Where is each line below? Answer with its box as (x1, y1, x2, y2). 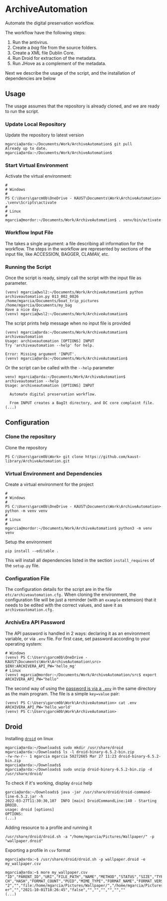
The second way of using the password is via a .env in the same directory (5, 685, 157, 691)
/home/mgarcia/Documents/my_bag (5, 303, 72, 308)
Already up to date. (5, 146, 48, 151)
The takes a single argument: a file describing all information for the (5, 240, 144, 246)
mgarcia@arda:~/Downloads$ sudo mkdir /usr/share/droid (5, 745, 123, 750)
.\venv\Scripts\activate (5, 200, 57, 205)
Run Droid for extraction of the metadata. (12, 55, 97, 61)
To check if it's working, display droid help (5, 780, 93, 786)
